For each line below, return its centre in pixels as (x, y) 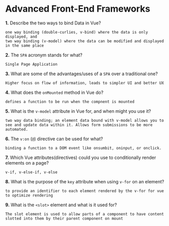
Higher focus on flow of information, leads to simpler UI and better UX (85, 83)
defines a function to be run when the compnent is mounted (70, 102)
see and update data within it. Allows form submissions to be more (79, 125)
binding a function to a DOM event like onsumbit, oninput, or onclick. (83, 148)
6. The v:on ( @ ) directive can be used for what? (54, 139)
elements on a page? (27, 163)
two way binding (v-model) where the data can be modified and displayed (85, 41)
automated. (17, 129)
